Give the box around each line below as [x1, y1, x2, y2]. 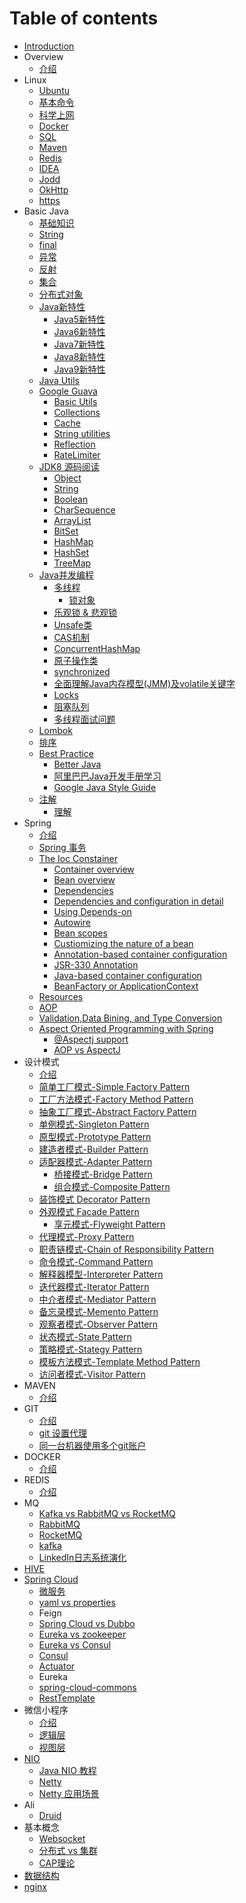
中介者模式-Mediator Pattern [38, 1293, 157, 1305]
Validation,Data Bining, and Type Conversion [38, 1012, 223, 1024]
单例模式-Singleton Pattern [38, 1118, 150, 1130]
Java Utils [38, 374, 81, 386]
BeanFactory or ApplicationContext [53, 980, 199, 992]
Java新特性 [38, 300, 86, 312]
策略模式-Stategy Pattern [38, 1343, 143, 1355]
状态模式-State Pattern [38, 1330, 132, 1342]
